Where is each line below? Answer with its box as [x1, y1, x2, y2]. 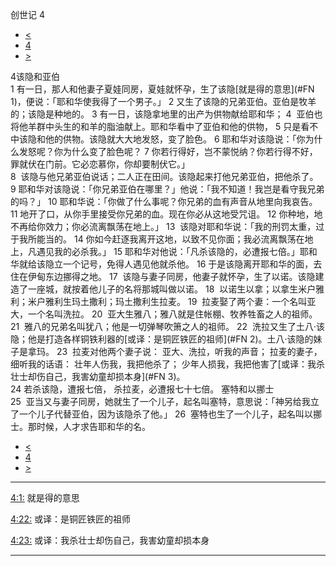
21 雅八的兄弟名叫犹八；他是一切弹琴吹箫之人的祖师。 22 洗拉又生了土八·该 [10, 321, 326, 332]
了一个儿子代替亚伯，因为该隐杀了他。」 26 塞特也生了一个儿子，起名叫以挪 [10, 408, 323, 420]
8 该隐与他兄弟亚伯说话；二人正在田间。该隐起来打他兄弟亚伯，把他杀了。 [10, 171, 319, 182]
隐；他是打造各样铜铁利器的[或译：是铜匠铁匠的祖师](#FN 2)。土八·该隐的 [10, 333, 314, 345]
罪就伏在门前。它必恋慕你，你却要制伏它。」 [10, 158, 190, 170]
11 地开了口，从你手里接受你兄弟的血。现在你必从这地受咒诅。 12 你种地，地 [10, 208, 323, 220]
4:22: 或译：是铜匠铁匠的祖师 [10, 513, 132, 525]
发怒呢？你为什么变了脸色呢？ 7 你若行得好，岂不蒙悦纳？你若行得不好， [18, 146, 318, 157]
